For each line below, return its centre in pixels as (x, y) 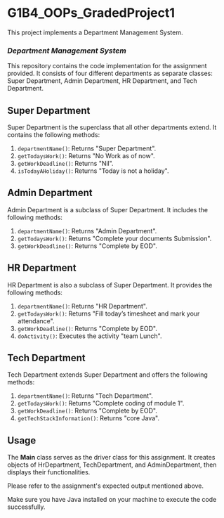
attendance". (36, 320)
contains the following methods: (54, 135)
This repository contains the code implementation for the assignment (107, 66)
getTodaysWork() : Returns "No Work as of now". (86, 156)
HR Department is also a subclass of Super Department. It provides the (110, 285)
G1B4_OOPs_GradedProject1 (91, 13)
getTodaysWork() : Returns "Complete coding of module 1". (101, 403)
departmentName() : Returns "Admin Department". (87, 231)
